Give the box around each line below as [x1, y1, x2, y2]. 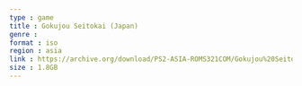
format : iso [9, 38, 58, 47]
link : [9, 55, 34, 64]
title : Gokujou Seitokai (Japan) [9, 21, 139, 30]
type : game [9, 13, 54, 22]
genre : [9, 30, 39, 39]
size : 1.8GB [9, 64, 58, 73]
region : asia [9, 47, 63, 56]
